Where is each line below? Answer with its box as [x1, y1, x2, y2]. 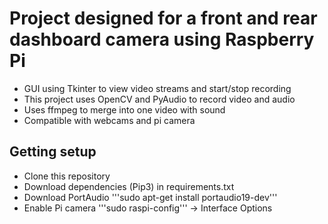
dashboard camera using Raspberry [9, 28, 315, 51]
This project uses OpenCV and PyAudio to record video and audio [23, 93, 296, 105]
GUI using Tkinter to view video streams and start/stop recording [23, 82, 292, 94]
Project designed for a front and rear [9, 7, 318, 30]
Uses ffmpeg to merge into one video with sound [23, 103, 226, 116]
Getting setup [9, 143, 97, 161]
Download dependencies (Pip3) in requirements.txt [23, 180, 235, 192]
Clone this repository [23, 170, 111, 182]
